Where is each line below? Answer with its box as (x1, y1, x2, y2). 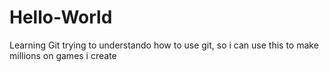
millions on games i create (9, 49, 117, 61)
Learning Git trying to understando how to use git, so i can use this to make (9, 39, 319, 51)
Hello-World (9, 6, 113, 29)
